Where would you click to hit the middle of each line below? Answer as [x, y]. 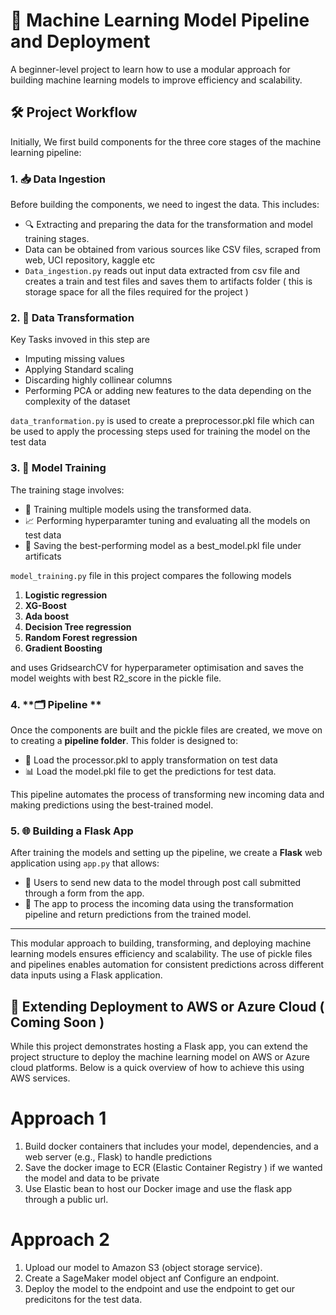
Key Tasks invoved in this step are [80, 340]
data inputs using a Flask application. [86, 975]
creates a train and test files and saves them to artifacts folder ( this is [168, 281]
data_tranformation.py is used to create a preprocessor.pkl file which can [162, 421]
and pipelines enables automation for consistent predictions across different [167, 965]
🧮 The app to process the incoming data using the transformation [159, 904]
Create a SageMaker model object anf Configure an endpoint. [152, 1278]
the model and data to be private [92, 1178]
